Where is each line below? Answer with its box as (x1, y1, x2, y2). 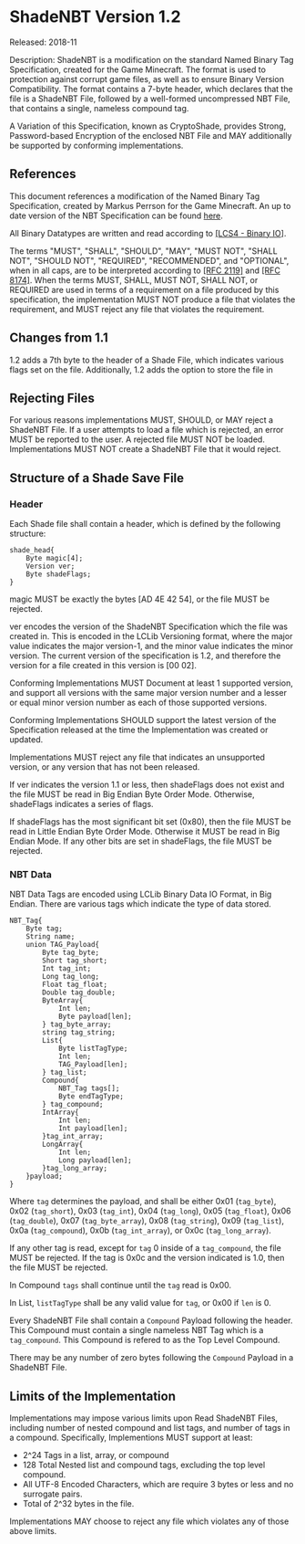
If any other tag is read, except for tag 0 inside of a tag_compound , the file (9, 1243, 282, 1254)
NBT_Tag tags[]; (57, 1084, 120, 1093)
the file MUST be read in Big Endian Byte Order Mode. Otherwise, (9, 789, 255, 800)
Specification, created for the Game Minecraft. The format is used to (9, 64, 267, 75)
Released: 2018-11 (9, 37, 77, 47)
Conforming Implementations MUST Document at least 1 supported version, (9, 677, 294, 688)
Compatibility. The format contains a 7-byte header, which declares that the (9, 83, 293, 94)
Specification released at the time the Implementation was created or (9, 724, 269, 736)
